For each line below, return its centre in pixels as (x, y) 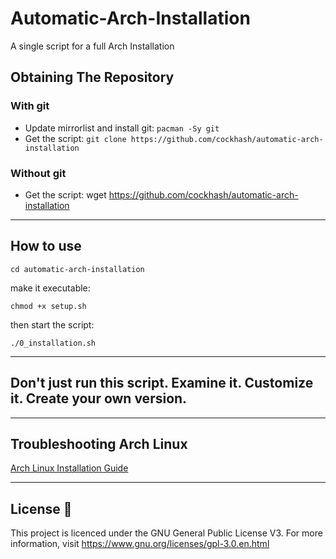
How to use (46, 246)
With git (30, 106)
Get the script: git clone (75, 138)
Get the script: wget (65, 194)
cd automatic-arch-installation (77, 269)
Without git (38, 173)
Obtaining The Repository (92, 77)
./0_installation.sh (53, 343)
